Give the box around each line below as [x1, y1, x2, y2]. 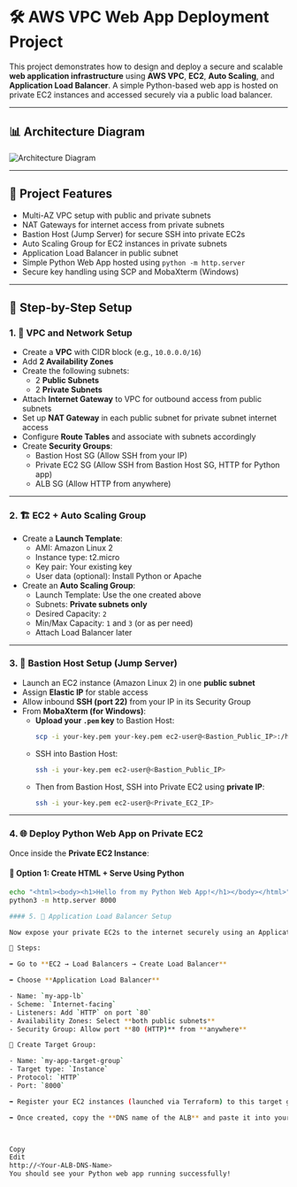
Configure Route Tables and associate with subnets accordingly [21, 431, 256, 443]
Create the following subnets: [21, 366, 130, 376]
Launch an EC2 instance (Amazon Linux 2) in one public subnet [21, 677, 255, 688]
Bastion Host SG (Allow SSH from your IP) [34, 451, 188, 461]
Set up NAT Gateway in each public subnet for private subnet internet [21, 412, 277, 423]
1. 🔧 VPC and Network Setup [9, 327, 133, 339]
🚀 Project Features [9, 187, 113, 202]
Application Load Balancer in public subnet [21, 247, 179, 258]
